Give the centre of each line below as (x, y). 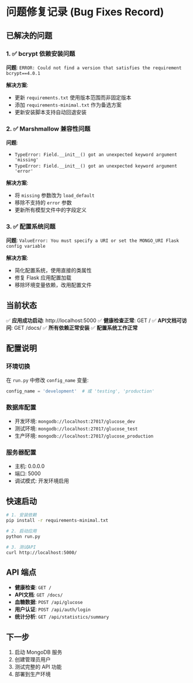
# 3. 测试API (21, 547)
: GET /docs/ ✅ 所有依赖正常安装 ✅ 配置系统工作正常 (75, 328)
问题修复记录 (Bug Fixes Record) (85, 12)
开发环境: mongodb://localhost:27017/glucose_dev (75, 421)
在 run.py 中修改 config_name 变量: (47, 380)
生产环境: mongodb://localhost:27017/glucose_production (84, 436)
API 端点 (21, 572)
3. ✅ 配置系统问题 (31, 227)
